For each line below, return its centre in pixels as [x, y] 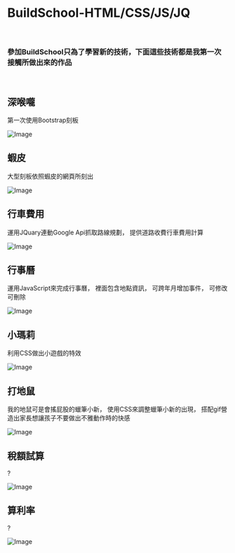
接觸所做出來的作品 [40, 62]
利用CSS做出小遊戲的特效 [45, 353]
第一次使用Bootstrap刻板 [43, 120]
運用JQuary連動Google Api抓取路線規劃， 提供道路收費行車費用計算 [106, 232]
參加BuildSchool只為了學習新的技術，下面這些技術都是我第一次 [114, 52]
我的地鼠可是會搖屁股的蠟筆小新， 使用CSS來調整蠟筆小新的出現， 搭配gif [114, 409]
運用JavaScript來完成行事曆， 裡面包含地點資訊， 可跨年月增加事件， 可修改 [117, 288]
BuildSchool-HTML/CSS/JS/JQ [99, 13]
